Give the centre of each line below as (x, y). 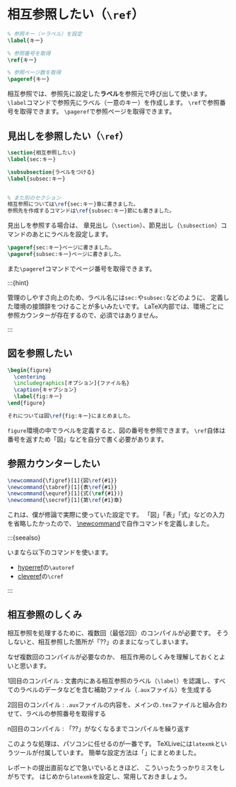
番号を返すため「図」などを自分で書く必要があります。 (88, 439)
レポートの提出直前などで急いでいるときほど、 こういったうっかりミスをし (116, 767)
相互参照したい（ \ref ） (76, 15)
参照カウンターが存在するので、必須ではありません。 (85, 315)
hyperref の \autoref (46, 567)
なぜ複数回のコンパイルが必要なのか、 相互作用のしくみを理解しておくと (113, 657)
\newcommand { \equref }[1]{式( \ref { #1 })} (65, 493)
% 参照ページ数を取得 (34, 73)
